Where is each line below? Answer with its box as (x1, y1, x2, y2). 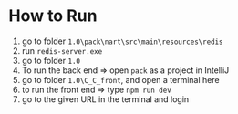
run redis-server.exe (21, 45, 103, 56)
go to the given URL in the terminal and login (21, 93, 190, 105)
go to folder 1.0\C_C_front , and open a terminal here (21, 74, 220, 85)
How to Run (8, 5, 98, 26)
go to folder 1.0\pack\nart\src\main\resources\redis (21, 36, 224, 47)
